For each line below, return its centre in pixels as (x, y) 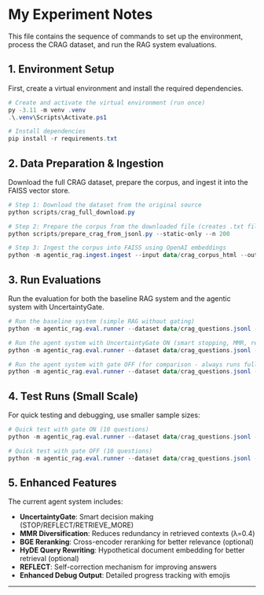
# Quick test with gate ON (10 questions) (79, 430)
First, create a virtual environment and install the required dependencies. (126, 88)
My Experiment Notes (81, 15)
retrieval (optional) (49, 559)
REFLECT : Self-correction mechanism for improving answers (118, 567)
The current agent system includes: (66, 501)
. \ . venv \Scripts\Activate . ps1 (58, 117)
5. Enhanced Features (62, 482)
